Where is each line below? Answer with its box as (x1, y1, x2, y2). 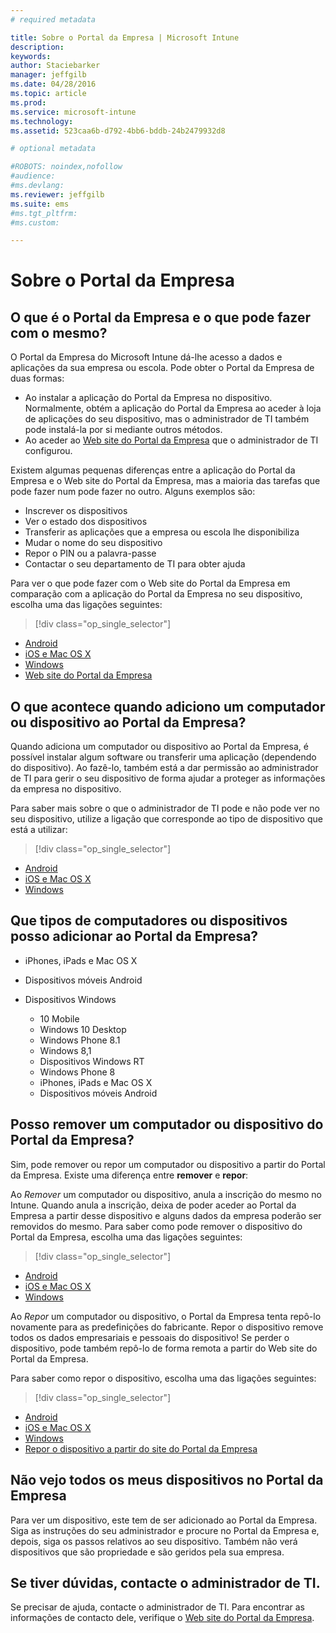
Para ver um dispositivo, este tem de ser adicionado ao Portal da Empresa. (10, 1514, 318, 1526)
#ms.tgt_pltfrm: (10, 208, 78, 218)
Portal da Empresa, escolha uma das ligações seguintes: (10, 1231, 243, 1243)
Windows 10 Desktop (39, 1023, 127, 1035)
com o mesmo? (10, 324, 108, 341)
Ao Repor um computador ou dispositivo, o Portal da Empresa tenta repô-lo (10, 1310, 322, 1322)
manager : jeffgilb (10, 70, 87, 80)
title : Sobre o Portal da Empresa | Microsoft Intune (10, 32, 240, 43)
